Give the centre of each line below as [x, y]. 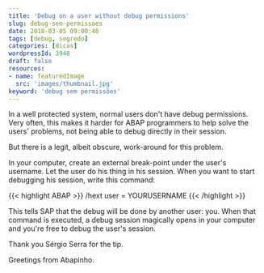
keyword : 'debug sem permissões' [65, 91]
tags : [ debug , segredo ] [48, 38]
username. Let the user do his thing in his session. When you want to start [132, 172]
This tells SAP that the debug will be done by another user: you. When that [132, 211]
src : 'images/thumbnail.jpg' [65, 83]
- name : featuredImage [46, 76]
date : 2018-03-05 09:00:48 [54, 31]
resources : [27, 69]
